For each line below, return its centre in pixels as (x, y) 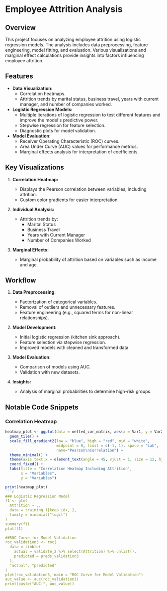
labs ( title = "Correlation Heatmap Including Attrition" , (71, 469)
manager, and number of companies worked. (66, 104)
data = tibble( (25, 547)
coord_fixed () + (26, 464)
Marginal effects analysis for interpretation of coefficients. (79, 152)
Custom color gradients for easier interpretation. (69, 200)
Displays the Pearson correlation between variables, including (83, 189)
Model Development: (35, 328)
